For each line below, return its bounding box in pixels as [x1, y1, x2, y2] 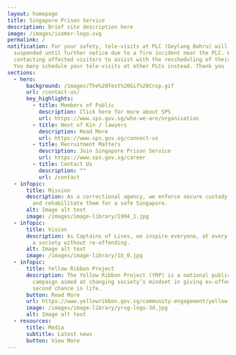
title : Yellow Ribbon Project [25, 265, 114, 272]
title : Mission [25, 187, 71, 194]
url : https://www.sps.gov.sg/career [38, 154, 146, 162]
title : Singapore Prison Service [7, 17, 105, 24]
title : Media [25, 324, 65, 331]
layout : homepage [7, 10, 58, 18]
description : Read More [38, 128, 109, 135]
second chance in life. [32, 285, 102, 292]
